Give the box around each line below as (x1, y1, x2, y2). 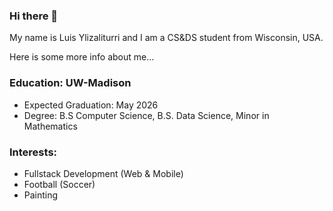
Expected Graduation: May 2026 (23, 99, 159, 111)
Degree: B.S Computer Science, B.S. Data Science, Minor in (23, 109, 270, 121)
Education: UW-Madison (9, 76, 132, 90)
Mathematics (23, 120, 78, 132)
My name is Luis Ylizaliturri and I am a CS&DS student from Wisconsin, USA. (9, 32, 324, 44)
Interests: (9, 145, 58, 159)
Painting (23, 189, 59, 201)
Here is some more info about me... (9, 51, 155, 63)
